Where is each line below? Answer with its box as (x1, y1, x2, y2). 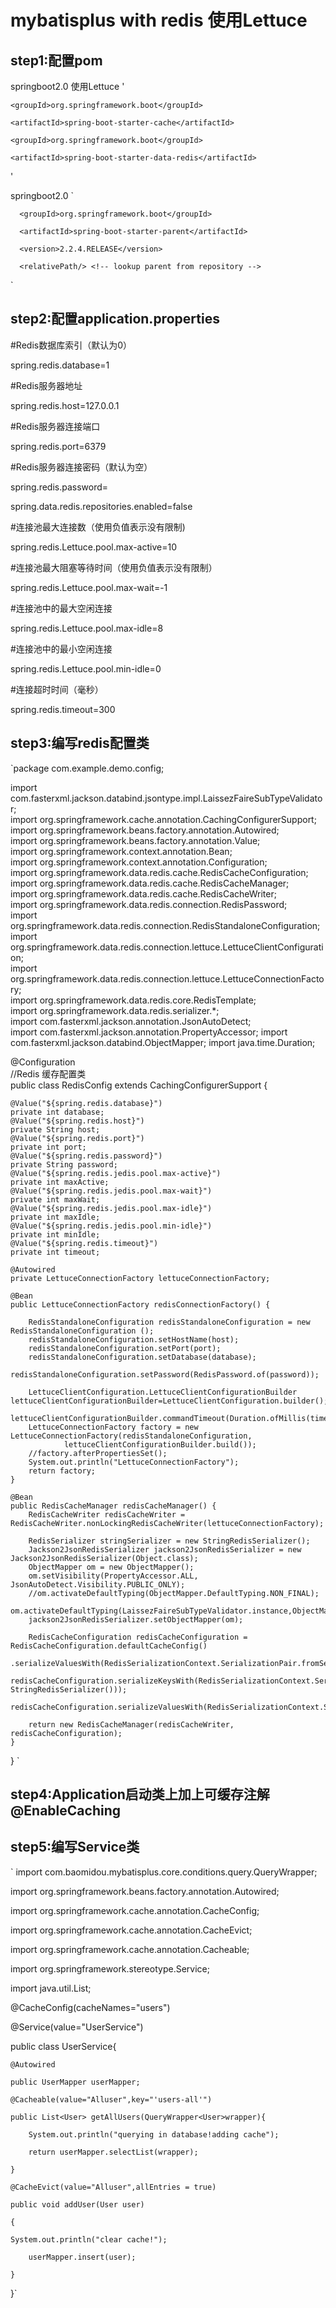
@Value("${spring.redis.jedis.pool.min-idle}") (10, 1221, 213, 1231)
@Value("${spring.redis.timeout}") (10, 1238, 159, 1248)
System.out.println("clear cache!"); (10, 2234, 168, 2245)
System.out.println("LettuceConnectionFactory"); (28, 1457, 240, 1467)
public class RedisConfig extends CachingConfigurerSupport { (10, 1079, 268, 1091)
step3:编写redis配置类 (10, 735, 150, 752)
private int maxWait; (10, 1194, 101, 1205)
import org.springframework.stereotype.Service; (10, 1962, 210, 1975)
